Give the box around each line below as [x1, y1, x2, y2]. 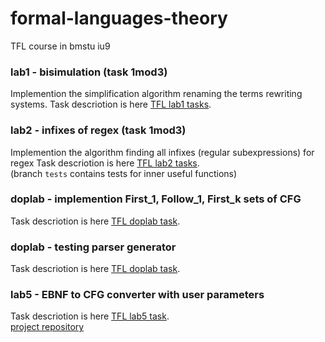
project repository [10, 321, 85, 333]
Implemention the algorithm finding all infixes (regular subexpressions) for [10, 146, 315, 158]
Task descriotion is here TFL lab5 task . [10, 310, 170, 322]
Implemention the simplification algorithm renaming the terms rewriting [10, 88, 303, 100]
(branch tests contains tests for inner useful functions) [10, 167, 238, 179]
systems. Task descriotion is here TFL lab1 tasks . [10, 98, 212, 111]
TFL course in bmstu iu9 [10, 40, 111, 52]
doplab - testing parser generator [10, 240, 177, 254]
